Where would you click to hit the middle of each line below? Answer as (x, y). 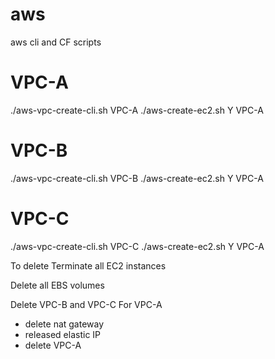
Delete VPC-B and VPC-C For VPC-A (86, 304)
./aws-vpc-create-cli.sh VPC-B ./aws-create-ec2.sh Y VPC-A (137, 178)
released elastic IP (63, 334)
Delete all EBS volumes (57, 285)
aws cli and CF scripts (56, 42)
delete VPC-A (53, 345)
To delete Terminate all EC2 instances (88, 265)
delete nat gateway (64, 324)
